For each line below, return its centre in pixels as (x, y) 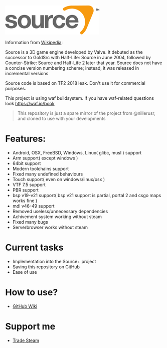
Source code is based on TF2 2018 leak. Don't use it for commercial (75, 83)
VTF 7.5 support (29, 185)
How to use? (32, 293)
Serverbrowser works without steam (50, 227)
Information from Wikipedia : (34, 42)
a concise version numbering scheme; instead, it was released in (72, 68)
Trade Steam (26, 340)
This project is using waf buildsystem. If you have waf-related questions (80, 98)
